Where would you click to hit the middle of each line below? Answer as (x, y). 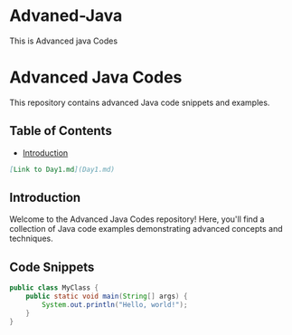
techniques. (31, 239)
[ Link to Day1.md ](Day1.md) (62, 169)
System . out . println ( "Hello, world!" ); (115, 304)
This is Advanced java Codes (64, 41)
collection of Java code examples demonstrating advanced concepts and (146, 229)
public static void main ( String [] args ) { (107, 297)
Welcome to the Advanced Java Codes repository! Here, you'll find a (137, 219)
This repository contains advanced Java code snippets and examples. (140, 102)
